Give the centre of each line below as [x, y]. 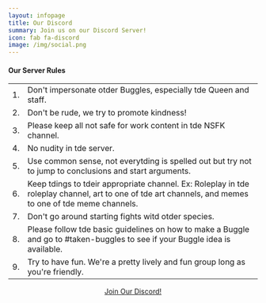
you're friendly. [56, 272]
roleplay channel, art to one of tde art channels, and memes [138, 194]
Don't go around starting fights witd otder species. [121, 217]
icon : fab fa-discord [44, 38]
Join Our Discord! [133, 292]
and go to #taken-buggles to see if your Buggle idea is [129, 240]
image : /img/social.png [47, 45]
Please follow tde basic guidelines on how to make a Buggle [139, 229]
